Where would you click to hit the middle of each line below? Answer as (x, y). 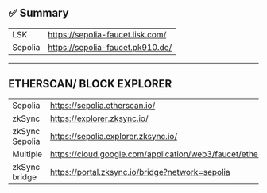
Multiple (27, 154)
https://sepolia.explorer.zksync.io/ (114, 136)
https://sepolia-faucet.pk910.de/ (110, 47)
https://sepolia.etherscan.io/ (103, 105)
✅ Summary (39, 13)
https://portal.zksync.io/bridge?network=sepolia (140, 172)
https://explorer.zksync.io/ (99, 118)
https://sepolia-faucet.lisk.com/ (107, 34)
